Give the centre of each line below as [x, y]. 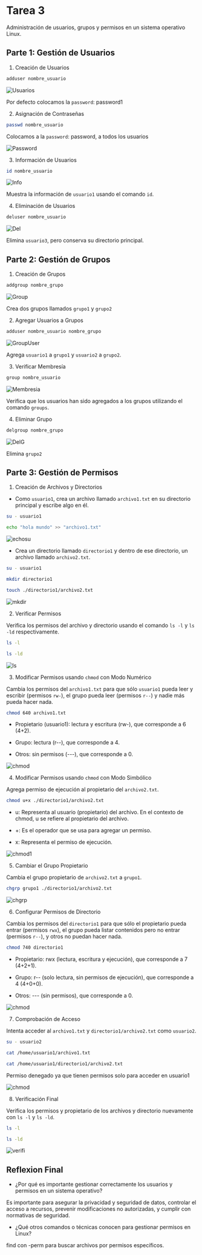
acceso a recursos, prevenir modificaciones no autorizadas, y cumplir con [99, 1209]
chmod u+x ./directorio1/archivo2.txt [55, 801]
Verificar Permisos [38, 614]
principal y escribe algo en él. [52, 505]
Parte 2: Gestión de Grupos [58, 259]
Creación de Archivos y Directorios [59, 487]
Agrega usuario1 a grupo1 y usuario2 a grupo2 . [64, 355]
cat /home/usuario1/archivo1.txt [48, 1053]
